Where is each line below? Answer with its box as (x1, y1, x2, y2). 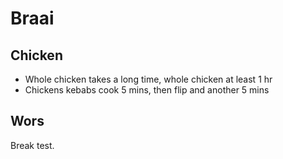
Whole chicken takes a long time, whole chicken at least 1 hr (24, 73, 273, 85)
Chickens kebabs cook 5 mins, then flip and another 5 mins (24, 84, 270, 96)
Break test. (10, 139, 55, 151)
